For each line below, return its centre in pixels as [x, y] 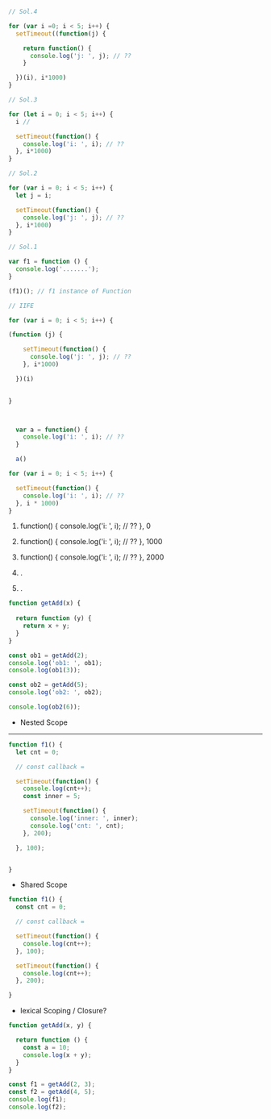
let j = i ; [34, 195]
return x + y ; [46, 626]
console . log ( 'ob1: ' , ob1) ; [56, 663]
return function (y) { [54, 618]
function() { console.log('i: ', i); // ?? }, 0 [85, 526]
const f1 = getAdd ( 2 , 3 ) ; [52, 1084]
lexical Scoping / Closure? [63, 1011]
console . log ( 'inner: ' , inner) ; [84, 818]
